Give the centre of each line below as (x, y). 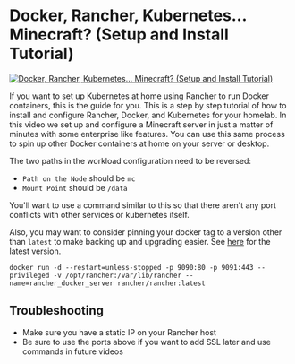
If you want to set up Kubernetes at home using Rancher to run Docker (139, 96)
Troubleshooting (57, 311)
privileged (29, 275)
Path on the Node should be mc (79, 178)
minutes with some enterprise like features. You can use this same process (147, 134)
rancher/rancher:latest (161, 283)
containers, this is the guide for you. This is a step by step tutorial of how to (148, 105)
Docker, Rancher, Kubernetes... (128, 16)
